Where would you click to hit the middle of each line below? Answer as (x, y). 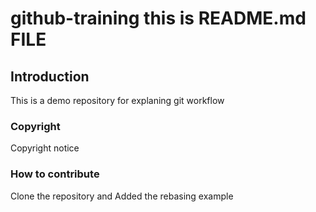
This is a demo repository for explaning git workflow (117, 100)
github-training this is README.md (158, 18)
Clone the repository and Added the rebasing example (122, 196)
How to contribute (55, 174)
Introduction (50, 76)
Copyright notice (45, 148)
